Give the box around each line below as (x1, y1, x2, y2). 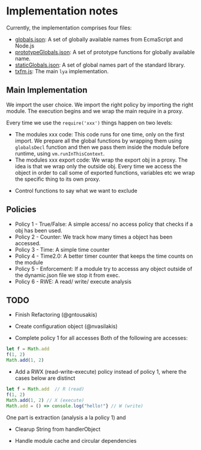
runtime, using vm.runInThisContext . (14, 150, 105, 157)
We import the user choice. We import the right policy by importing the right (6, 101, 194, 108)
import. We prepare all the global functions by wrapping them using (14, 137, 182, 144)
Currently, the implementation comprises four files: (6, 24, 132, 31)
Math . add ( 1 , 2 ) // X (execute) (6, 397, 85, 403)
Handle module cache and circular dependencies (14, 437, 137, 444)
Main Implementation (6, 85, 88, 96)
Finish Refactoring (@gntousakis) (14, 311, 98, 318)
